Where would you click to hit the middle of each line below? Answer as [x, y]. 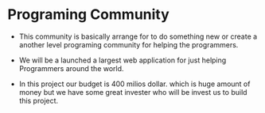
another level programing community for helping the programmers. [129, 44]
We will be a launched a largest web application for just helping [123, 60]
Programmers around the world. [71, 68]
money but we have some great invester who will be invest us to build [133, 92]
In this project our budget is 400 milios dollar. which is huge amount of [134, 84]
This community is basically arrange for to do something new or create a [138, 36]
